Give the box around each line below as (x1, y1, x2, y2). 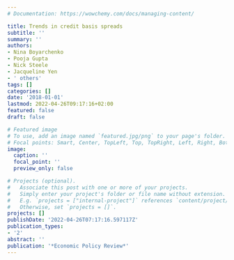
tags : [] (7, 81, 33, 88)
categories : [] (7, 88, 52, 95)
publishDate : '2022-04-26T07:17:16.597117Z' (7, 217, 139, 224)
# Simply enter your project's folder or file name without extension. (7, 190, 226, 197)
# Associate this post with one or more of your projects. (7, 184, 189, 191)
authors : (7, 43, 33, 49)
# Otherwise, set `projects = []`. (7, 204, 117, 211)
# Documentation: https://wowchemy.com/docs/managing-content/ (7, 10, 195, 17)
